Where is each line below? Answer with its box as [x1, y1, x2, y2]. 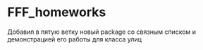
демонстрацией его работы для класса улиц [7, 35, 142, 43]
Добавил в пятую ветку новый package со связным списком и [7, 27, 196, 36]
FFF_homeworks [7, 4, 106, 20]
